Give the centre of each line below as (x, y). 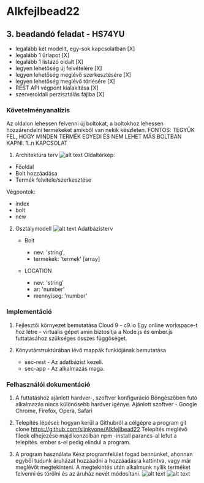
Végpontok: (21, 192)
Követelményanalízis (38, 110)
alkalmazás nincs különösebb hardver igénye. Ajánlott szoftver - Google (106, 404)
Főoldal (25, 167)
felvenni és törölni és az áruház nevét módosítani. (78, 473)
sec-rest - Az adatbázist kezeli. (64, 362)
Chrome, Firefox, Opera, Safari (54, 411)
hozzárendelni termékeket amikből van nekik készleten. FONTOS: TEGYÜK (100, 130)
